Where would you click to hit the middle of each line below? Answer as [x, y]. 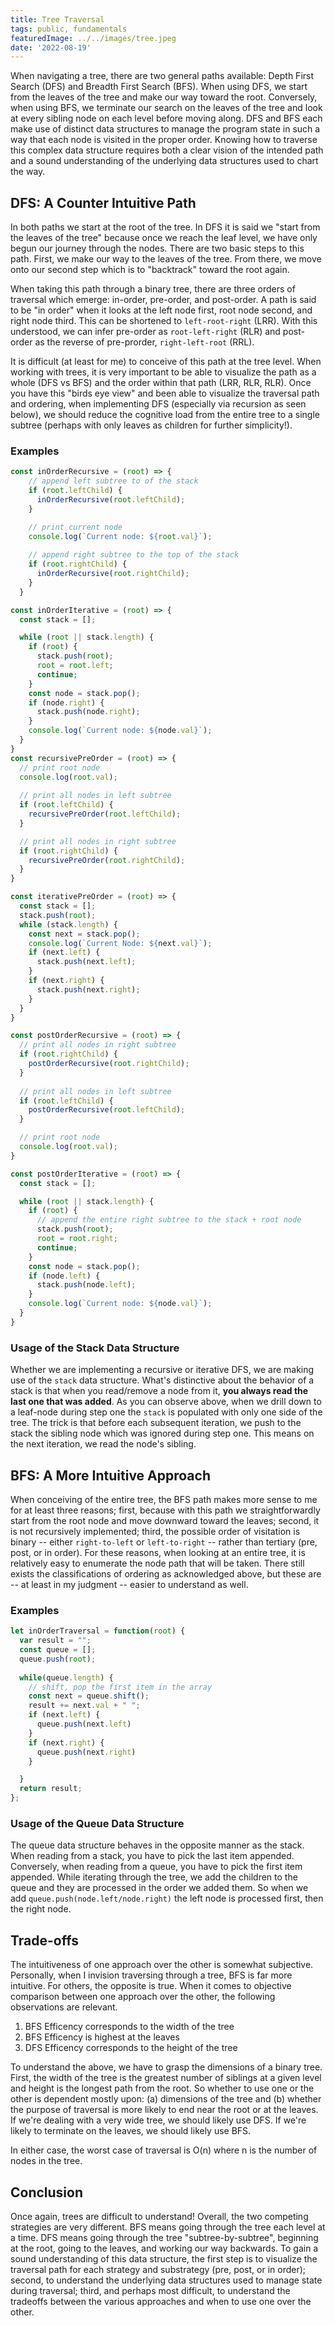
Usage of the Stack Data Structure [95, 1348]
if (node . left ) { [64, 1276]
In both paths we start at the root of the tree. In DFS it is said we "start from [165, 227]
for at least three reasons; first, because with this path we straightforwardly [165, 1510]
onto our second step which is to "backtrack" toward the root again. [150, 270]
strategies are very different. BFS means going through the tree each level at [168, 2227]
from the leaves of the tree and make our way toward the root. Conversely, [164, 97]
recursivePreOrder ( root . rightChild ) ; [107, 860]
